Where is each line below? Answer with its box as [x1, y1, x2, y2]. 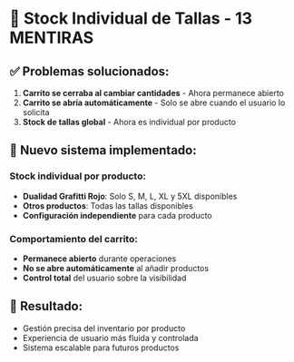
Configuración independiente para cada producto [22, 210, 212, 220]
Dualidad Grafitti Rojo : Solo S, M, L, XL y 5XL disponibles [22, 191, 238, 201]
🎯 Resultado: [9, 298, 83, 314]
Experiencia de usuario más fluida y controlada [22, 332, 199, 343]
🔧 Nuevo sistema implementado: [9, 142, 197, 158]
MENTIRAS [9, 27, 94, 48]
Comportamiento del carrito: [9, 232, 138, 245]
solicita [22, 107, 50, 117]
